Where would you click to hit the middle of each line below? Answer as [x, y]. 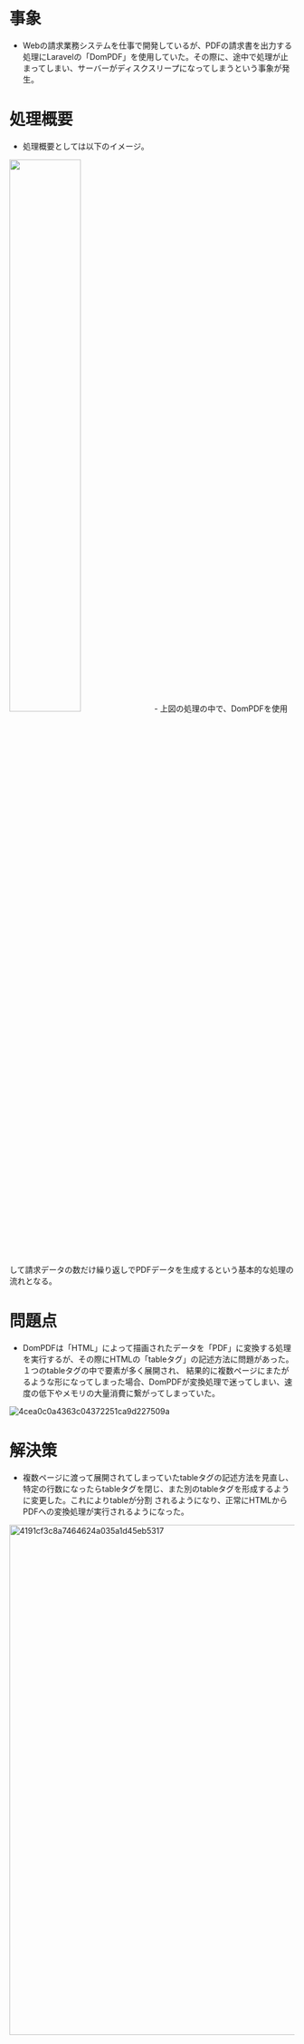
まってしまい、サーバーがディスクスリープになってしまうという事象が [152, 68]
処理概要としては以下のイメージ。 [85, 146]
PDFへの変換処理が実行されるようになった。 [106, 1511]
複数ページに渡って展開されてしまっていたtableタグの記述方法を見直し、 [158, 1477]
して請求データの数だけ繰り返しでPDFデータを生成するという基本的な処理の [152, 1269]
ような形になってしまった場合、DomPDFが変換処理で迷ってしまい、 [157, 1382]
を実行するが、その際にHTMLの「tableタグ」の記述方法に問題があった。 [158, 1359]
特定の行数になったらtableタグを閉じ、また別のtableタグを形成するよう [156, 1489]
